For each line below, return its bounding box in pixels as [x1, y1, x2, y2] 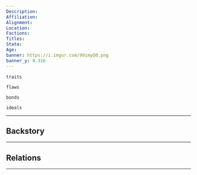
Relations [6, 153, 42, 163]
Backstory [6, 126, 45, 136]
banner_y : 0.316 [6, 58, 46, 63]
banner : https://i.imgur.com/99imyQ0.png [6, 52, 109, 58]
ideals [6, 105, 22, 110]
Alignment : [6, 19, 33, 25]
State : [6, 42, 22, 48]
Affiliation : [6, 14, 38, 20]
